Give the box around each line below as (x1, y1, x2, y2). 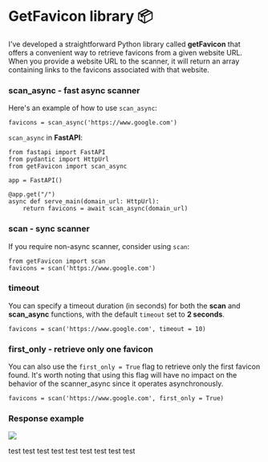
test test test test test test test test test (8, 446, 136, 456)
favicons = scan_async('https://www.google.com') (8, 119, 178, 127)
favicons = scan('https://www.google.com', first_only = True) (8, 395, 225, 403)
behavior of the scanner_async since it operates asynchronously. (8, 379, 224, 389)
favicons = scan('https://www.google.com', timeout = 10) (8, 325, 206, 333)
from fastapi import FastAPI (8, 149, 106, 157)
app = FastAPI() (8, 177, 63, 185)
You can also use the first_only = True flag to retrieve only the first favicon (8, 362, 261, 371)
